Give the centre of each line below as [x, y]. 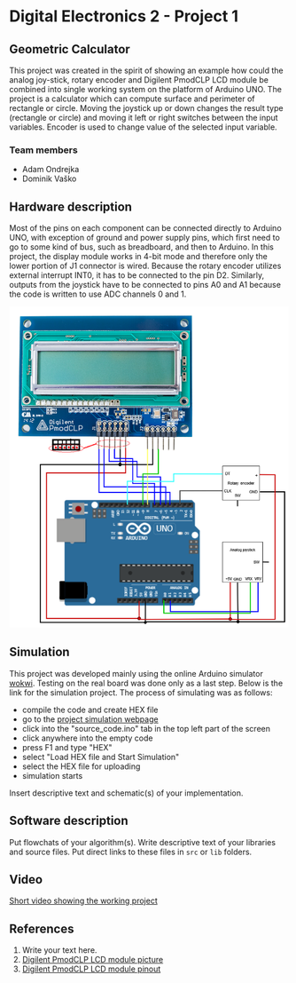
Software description [69, 821]
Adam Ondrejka [51, 170]
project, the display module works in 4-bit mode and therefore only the [138, 257]
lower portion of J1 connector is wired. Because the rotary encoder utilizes [145, 266]
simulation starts [52, 775]
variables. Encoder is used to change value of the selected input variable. [143, 127]
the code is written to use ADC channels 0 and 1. [98, 294]
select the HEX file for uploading [81, 766]
